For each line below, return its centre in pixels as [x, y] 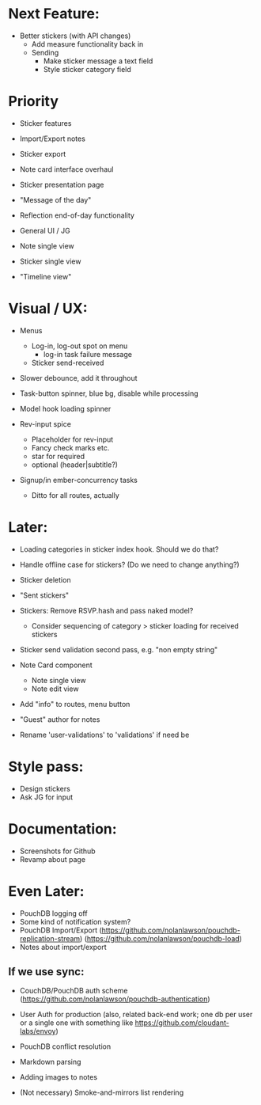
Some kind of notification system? [75, 921]
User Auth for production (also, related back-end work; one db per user [136, 1015]
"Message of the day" [55, 199]
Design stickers [45, 788]
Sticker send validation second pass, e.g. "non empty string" [119, 649]
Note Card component [56, 665]
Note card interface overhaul [66, 169]
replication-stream [50, 938]
